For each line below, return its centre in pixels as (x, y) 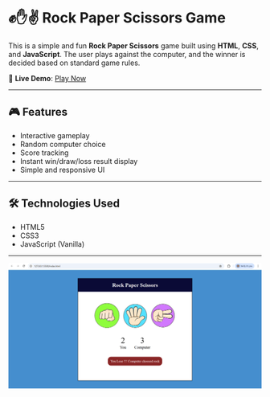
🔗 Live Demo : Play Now (47, 78)
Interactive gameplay (55, 135)
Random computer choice (63, 144)
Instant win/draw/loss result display (79, 161)
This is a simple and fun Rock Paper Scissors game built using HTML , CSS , (133, 45)
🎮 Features (38, 112)
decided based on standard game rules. (74, 63)
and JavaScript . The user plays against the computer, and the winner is (127, 54)
